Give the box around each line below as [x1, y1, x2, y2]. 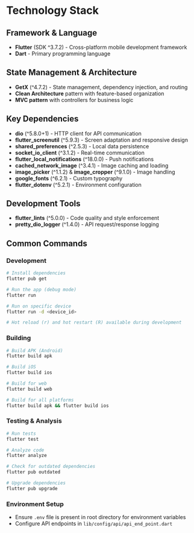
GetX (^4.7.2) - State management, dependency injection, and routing [14, 83, 188, 90]
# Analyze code [6, 447, 45, 453]
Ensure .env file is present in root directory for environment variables [14, 514, 186, 521]
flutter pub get [6, 276, 47, 282]
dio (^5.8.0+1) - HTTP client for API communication [14, 130, 142, 137]
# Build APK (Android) [6, 347, 63, 353]
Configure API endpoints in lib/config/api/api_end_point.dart [14, 520, 173, 528]
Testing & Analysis [6, 417, 62, 425]
